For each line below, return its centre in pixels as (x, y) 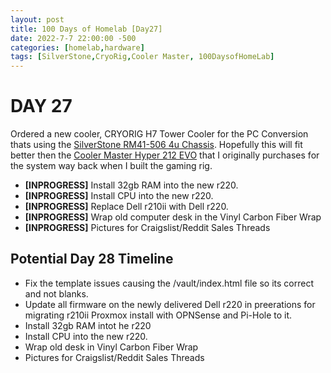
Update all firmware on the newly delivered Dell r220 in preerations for (170, 304)
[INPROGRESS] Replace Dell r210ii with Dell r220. (126, 207)
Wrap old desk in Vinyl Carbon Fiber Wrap (111, 347)
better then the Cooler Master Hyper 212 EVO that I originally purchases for (165, 155)
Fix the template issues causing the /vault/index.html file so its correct (169, 283)
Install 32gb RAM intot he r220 (88, 325)
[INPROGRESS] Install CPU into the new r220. (119, 196)
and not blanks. (56, 293)
